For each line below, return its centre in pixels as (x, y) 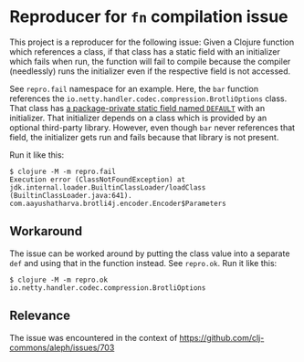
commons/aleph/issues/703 (62, 347)
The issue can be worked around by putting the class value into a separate (150, 253)
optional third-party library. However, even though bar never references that (152, 127)
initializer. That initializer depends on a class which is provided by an (138, 118)
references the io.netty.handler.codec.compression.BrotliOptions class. (148, 98)
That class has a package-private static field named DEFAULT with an (137, 108)
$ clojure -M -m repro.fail (63, 171)
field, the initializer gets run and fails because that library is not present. (144, 137)
